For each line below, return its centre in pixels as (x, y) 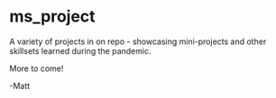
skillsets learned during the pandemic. (80, 50)
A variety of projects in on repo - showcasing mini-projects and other (138, 41)
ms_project (53, 17)
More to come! (37, 68)
